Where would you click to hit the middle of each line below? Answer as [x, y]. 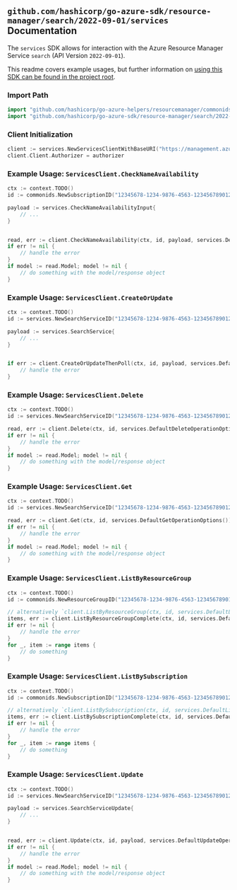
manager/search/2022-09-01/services [88, 21]
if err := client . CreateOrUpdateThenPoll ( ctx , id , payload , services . [113, 364]
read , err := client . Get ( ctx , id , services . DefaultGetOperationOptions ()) [120, 521]
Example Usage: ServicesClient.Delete [75, 395]
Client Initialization [40, 134]
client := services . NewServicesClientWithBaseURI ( [83, 149]
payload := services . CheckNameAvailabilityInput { [82, 208]
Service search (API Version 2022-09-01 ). [66, 55]
